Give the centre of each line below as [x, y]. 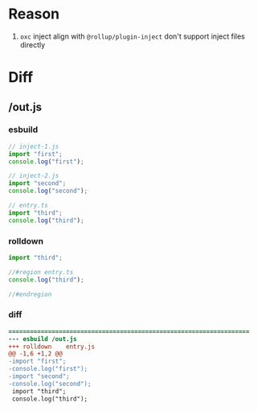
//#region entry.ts [41, 272]
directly [33, 44]
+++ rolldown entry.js [51, 347]
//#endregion [30, 294]
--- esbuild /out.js [43, 339]
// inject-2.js [34, 176]
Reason [34, 14]
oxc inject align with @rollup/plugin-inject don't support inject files [132, 36]
